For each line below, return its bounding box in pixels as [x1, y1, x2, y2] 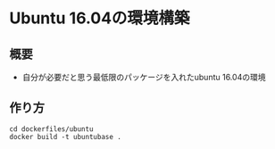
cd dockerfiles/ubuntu [9, 124, 94, 134]
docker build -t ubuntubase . [9, 132, 122, 141]
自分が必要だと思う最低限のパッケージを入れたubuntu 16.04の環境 [21, 72, 266, 82]
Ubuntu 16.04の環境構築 [9, 8, 190, 29]
